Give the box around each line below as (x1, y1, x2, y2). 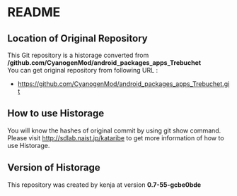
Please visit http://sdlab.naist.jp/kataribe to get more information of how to (7, 133, 224, 142)
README (7, 4, 61, 20)
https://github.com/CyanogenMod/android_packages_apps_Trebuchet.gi (17, 80, 230, 88)
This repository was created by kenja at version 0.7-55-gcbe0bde (7, 180, 202, 189)
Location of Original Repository (7, 32, 148, 44)
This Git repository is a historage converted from (7, 51, 149, 59)
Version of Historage (7, 161, 100, 173)
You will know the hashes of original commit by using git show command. (7, 126, 221, 135)
